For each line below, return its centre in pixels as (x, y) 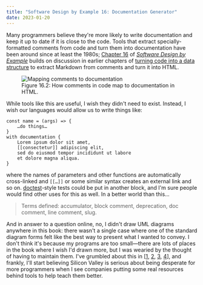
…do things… (32, 126)
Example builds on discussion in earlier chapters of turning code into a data (101, 61)
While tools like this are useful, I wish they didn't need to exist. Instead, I (96, 103)
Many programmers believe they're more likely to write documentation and (99, 35)
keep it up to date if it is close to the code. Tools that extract (81, 41)
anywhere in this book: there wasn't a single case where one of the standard (102, 230)
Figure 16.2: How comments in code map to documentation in (98, 85)
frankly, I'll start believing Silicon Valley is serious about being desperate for (101, 263)
